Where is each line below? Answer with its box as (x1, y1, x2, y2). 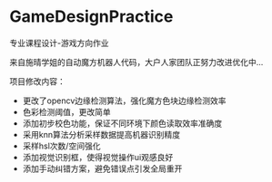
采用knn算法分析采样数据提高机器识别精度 (22, 129, 181, 139)
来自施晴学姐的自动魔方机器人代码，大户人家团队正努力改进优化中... (9, 56, 264, 67)
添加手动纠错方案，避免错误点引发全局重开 (22, 163, 183, 174)
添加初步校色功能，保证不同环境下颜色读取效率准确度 (22, 118, 223, 129)
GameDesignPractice (9, 6, 174, 27)
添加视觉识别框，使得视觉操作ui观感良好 (22, 151, 174, 162)
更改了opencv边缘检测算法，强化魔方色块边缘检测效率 (22, 95, 227, 106)
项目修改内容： (9, 75, 65, 87)
